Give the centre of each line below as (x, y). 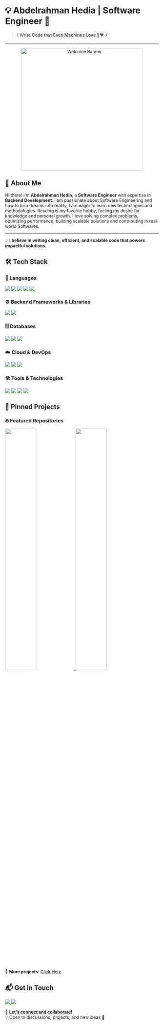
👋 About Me (23, 183)
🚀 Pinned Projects (32, 407)
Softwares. (28, 226)
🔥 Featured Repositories (34, 420)
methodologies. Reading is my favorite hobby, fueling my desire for (72, 211)
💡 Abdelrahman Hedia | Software (73, 11)
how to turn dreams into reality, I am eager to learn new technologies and (79, 205)
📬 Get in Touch (29, 988)
